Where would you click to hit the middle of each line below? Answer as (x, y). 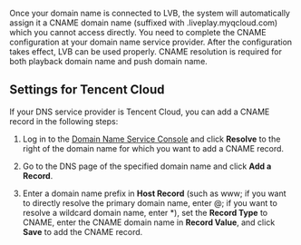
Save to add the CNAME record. (83, 231)
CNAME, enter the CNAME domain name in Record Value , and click (149, 222)
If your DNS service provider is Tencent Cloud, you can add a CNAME (140, 112)
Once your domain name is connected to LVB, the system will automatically (150, 13)
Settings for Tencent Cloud (87, 90)
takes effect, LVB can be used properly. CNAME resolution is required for (146, 52)
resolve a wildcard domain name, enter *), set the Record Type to (145, 212)
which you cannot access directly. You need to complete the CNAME (138, 32)
